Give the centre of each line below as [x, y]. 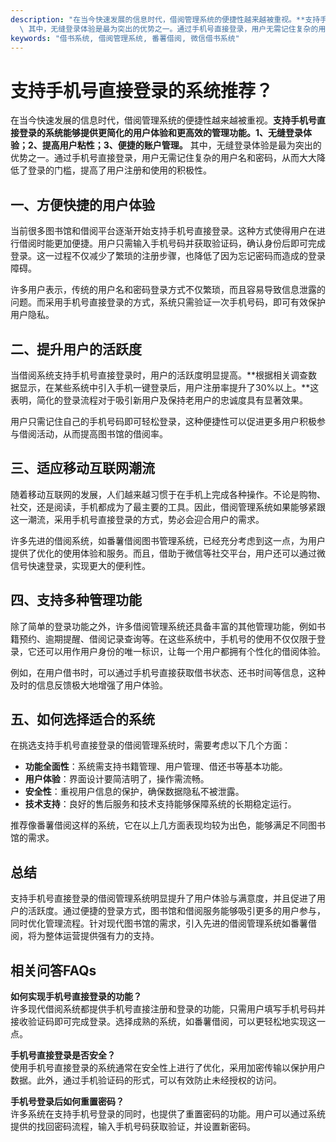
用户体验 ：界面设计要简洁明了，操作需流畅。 [117, 779]
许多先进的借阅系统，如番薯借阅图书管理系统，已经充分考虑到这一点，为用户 [168, 540]
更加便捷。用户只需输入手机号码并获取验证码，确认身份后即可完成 [189, 243]
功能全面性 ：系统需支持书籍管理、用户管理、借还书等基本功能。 [156, 767]
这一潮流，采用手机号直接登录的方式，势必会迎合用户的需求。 [137, 519]
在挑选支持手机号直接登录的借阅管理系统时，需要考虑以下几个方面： [150, 745]
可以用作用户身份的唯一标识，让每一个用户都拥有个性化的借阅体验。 [185, 651]
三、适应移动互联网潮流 [82, 468]
